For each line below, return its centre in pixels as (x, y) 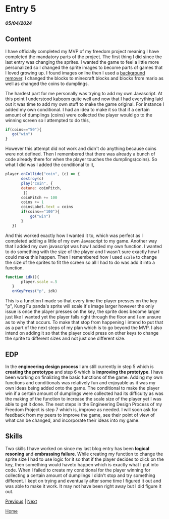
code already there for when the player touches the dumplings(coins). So (81, 159)
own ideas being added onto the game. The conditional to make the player (82, 388)
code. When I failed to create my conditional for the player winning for (78, 470)
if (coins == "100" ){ (40, 212)
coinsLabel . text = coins (47, 207)
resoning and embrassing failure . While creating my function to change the (84, 454)
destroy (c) (32, 179)
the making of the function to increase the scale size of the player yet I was (83, 399)
